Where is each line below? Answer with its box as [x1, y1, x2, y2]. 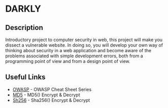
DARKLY [5, 3, 42, 15]
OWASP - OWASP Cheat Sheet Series [12, 86, 92, 92]
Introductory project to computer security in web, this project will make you [5, 37, 163, 43]
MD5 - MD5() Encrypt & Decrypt [12, 92, 80, 98]
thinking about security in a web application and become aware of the [5, 48, 151, 53]
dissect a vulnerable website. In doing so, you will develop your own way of [5, 42, 163, 48]
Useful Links [5, 73, 46, 82]
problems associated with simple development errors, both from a [5, 53, 143, 59]
